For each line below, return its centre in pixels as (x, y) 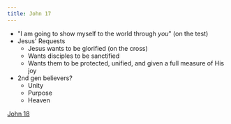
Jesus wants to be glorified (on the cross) (88, 48)
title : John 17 (29, 14)
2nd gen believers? (45, 78)
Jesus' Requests (41, 41)
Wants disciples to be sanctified (74, 56)
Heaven (39, 100)
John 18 (18, 114)
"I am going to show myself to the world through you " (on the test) (113, 33)
